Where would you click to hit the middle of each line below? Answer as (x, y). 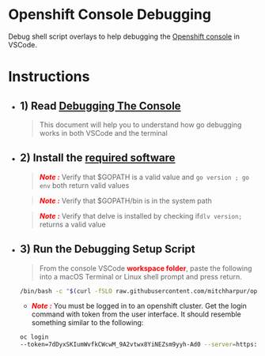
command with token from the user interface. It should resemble (136, 314)
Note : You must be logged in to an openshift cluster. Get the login (139, 306)
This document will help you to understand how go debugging (140, 125)
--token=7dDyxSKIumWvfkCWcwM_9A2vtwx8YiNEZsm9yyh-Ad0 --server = (128, 345)
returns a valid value (72, 224)
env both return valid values (84, 185)
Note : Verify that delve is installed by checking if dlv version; (141, 215)
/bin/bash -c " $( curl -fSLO (66, 291)
